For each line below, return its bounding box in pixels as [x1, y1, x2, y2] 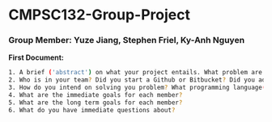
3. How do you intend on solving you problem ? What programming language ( [8, 83, 266, 92]
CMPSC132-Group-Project [8, 6, 190, 24]
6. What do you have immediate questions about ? [8, 106, 176, 114]
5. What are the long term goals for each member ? [8, 99, 183, 107]
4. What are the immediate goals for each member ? [8, 91, 183, 99]
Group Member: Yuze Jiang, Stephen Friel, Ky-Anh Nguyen [8, 35, 245, 46]
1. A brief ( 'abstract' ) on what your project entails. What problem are [8, 69, 263, 77]
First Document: [8, 53, 65, 62]
